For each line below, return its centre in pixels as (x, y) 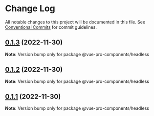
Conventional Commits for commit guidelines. (51, 27)
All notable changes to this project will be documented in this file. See (75, 22)
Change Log (30, 9)
